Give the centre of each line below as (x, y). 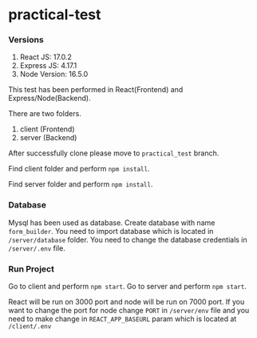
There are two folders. (45, 114)
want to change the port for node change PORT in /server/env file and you (129, 311)
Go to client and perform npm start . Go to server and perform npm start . (128, 287)
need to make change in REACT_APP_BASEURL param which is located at (123, 319)
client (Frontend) (47, 129)
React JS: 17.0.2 (45, 57)
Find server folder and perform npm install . (81, 184)
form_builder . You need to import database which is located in (111, 231)
